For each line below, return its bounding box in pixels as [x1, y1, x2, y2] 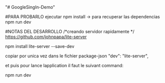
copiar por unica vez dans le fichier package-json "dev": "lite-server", [5, 53, 149, 59]
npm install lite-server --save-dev [5, 43, 75, 49]
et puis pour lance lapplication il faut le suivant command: [5, 63, 124, 68]
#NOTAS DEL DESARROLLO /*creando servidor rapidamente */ [5, 29, 135, 34]
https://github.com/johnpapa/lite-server [5, 34, 87, 40]
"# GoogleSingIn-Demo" [5, 4, 55, 10]
